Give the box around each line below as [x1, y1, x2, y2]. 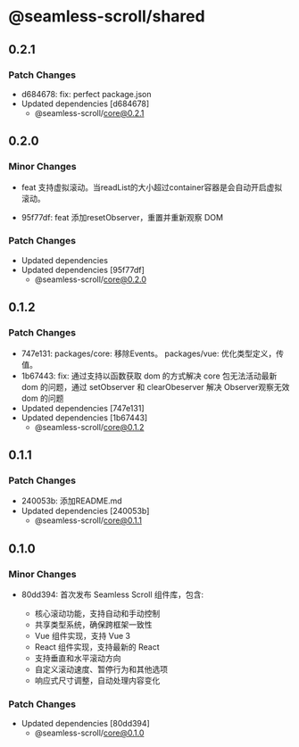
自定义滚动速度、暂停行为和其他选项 [34, 663, 169, 675]
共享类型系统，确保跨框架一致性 [34, 618, 153, 630]
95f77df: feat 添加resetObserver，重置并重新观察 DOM [21, 212, 224, 222]
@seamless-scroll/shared [8, 6, 206, 27]
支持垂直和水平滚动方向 [34, 652, 121, 663]
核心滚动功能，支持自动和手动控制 [34, 608, 161, 618]
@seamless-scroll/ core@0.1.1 [34, 515, 142, 526]
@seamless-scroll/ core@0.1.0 [34, 727, 145, 738]
